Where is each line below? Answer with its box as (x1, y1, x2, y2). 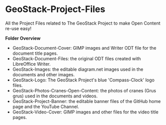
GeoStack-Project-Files (5, 4, 106, 15)
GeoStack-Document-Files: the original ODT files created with (12, 55, 141, 61)
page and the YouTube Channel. (12, 103, 79, 109)
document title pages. (12, 50, 58, 56)
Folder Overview (5, 35, 41, 41)
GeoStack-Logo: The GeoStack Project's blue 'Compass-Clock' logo (12, 77, 155, 83)
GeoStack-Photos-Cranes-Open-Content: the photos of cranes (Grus (12, 87, 156, 93)
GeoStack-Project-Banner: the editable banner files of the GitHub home (12, 98, 161, 104)
